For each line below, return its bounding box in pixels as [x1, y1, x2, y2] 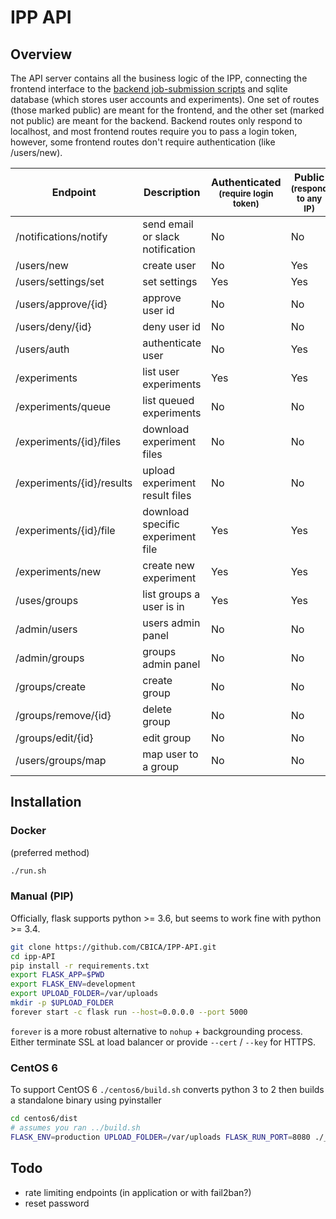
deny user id [142, 320, 202, 333]
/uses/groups [15, 594, 79, 607]
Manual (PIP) [10, 889, 75, 903]
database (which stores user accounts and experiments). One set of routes [10, 94, 320, 105]
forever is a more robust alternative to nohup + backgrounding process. [10, 1025, 303, 1037]
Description [143, 186, 201, 199]
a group [142, 760, 179, 773]
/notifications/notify [15, 230, 108, 243]
